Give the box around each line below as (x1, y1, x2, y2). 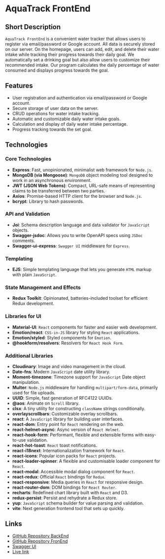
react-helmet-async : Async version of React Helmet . (12, 426, 121, 432)
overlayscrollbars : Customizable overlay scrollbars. (12, 411, 118, 417)
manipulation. (12, 379, 40, 385)
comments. (12, 237, 35, 243)
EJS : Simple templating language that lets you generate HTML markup (12, 267, 152, 273)
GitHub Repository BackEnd (12, 533, 69, 539)
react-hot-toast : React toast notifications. (12, 442, 98, 448)
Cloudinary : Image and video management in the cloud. (12, 363, 127, 369)
